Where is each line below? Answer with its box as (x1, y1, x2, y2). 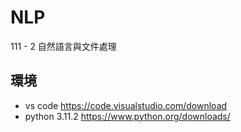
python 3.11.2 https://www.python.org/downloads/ (24, 110, 231, 122)
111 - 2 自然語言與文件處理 (10, 40, 117, 52)
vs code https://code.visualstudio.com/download (24, 99, 228, 111)
